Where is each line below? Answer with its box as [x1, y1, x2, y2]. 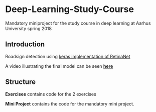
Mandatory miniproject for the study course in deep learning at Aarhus [5, 20, 151, 26]
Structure [5, 78, 36, 86]
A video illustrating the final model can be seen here [5, 63, 113, 69]
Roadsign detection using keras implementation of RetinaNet [5, 53, 130, 59]
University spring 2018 [5, 25, 52, 31]
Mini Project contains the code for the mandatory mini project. [5, 100, 134, 106]
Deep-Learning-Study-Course [5, 4, 134, 15]
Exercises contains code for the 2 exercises [5, 91, 96, 97]
